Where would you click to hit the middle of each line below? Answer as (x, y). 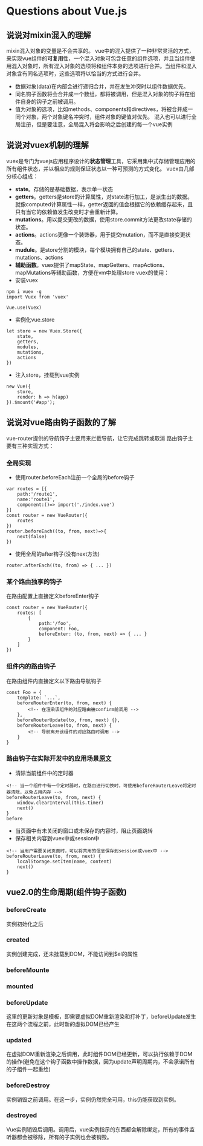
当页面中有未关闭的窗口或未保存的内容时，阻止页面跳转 (84, 831)
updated (19, 1040)
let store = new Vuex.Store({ (44, 331)
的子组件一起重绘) (29, 1070)
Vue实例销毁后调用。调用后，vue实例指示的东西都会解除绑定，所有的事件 (98, 1129)
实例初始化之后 (25, 924)
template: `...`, (39, 698)
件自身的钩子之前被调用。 (47, 102)
